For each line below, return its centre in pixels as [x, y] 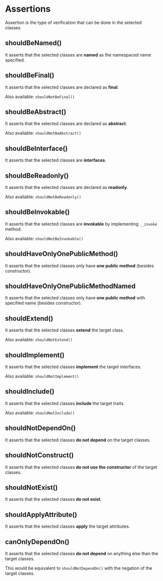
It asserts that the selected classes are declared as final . [62, 87]
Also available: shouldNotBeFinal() [40, 97]
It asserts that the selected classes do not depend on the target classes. [78, 440]
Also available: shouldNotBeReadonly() [43, 197]
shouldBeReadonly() [37, 176]
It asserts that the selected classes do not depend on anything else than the [82, 553]
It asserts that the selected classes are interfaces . [56, 160]
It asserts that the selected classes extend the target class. [65, 330]
